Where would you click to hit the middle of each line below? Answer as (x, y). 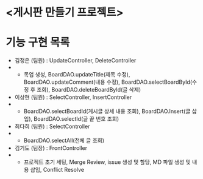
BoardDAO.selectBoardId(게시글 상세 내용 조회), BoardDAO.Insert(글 (107, 111)
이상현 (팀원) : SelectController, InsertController (73, 97)
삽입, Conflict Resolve (57, 170)
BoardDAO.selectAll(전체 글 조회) (64, 141)
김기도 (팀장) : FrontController (51, 148)
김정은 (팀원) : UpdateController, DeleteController (75, 61)
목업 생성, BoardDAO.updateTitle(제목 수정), (77, 75)
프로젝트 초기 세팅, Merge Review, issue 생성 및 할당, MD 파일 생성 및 (107, 162)
